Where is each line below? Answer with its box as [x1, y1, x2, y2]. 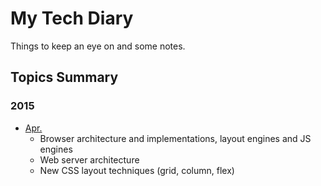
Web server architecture [39, 153, 140, 166]
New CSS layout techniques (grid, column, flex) [39, 164, 235, 176]
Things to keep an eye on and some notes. [10, 40, 186, 52]
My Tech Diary [10, 7, 134, 30]
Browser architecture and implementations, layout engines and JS [39, 132, 312, 144]
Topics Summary [10, 69, 119, 86]
